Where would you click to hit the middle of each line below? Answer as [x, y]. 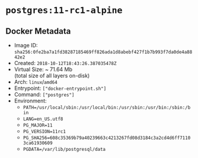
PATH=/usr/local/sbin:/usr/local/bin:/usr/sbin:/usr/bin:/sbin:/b [107, 108]
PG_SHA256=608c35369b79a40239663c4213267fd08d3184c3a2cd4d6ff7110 [107, 138]
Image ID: [26, 45]
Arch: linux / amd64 [36, 82]
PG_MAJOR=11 [38, 125]
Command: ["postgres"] [44, 94]
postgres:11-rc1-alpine [64, 10]
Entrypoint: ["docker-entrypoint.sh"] [60, 88]
